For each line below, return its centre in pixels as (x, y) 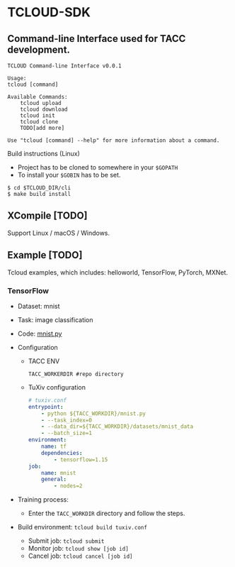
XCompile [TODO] (47, 216)
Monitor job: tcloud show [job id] (78, 549)
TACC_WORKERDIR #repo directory (76, 374)
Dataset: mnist (39, 306)
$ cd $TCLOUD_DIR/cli (39, 188)
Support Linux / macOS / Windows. (59, 233)
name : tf (54, 447)
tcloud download (44, 109)
